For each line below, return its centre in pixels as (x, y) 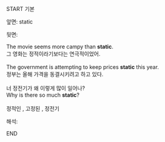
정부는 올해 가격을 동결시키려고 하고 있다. (55, 74)
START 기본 (21, 9)
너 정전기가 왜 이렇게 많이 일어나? (46, 88)
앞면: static (20, 22)
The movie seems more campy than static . (60, 47)
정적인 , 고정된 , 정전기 (33, 108)
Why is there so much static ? (43, 95)
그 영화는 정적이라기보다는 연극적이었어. (53, 54)
